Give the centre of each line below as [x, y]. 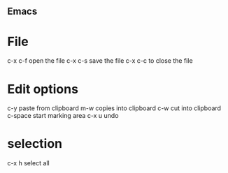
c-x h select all [29, 163]
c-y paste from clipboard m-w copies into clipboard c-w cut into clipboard [114, 108]
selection [35, 144]
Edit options [43, 89]
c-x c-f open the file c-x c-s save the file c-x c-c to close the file [100, 61]
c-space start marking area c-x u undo [63, 116]
